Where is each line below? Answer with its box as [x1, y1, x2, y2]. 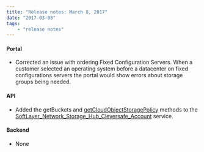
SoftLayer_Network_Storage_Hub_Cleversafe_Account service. [15, 112, 173, 120]
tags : [6, 20, 20, 26]
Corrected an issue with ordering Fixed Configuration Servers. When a [15, 59, 193, 66]
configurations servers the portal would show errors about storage [15, 72, 183, 79]
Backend [6, 126, 29, 134]
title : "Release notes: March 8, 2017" [6, 9, 108, 15]
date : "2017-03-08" [6, 15, 56, 21]
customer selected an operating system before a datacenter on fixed [15, 65, 188, 72]
